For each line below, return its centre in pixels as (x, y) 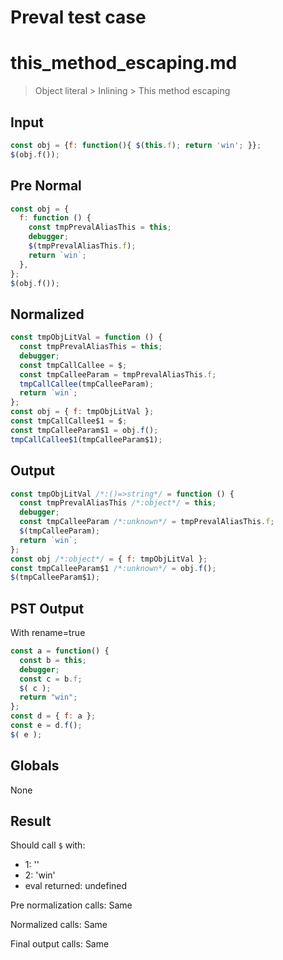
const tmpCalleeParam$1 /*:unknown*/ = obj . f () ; (113, 568)
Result (31, 821)
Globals (35, 766)
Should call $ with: (48, 845)
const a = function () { (60, 651)
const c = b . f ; (51, 679)
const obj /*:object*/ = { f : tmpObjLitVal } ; (109, 559)
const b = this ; (53, 660)
